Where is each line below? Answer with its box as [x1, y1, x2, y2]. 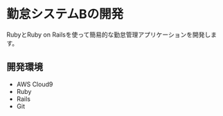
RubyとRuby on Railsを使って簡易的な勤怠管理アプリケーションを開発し [6, 30, 211, 39]
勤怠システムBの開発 [6, 6, 124, 22]
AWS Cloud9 [16, 80, 53, 88]
